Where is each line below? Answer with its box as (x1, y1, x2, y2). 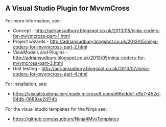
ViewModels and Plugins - (12, 49, 68, 55)
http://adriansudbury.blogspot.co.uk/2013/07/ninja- (41, 65, 150, 71)
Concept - (12, 28, 35, 34)
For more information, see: (5, 17, 61, 23)
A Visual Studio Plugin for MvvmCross (5, 4, 130, 13)
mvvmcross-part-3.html (12, 60, 63, 66)
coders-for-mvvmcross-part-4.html (12, 71, 88, 77)
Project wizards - (12, 38, 50, 44)
